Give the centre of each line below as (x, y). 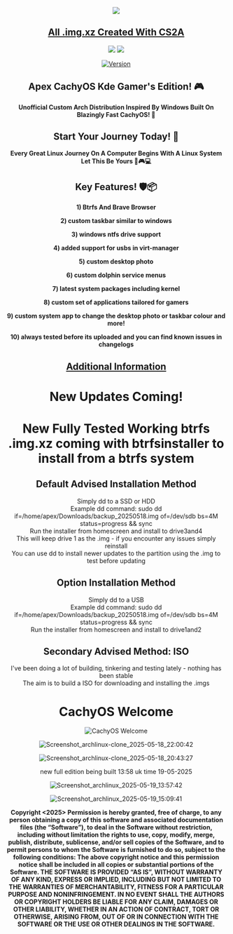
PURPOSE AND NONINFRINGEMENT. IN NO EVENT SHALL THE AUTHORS (116, 895)
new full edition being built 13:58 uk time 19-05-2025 (116, 772)
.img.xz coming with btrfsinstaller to (116, 444)
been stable (116, 676)
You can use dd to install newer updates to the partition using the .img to (116, 553)
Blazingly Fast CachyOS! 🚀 (116, 114)
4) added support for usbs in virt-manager (116, 248)
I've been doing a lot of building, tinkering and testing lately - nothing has (116, 668)
